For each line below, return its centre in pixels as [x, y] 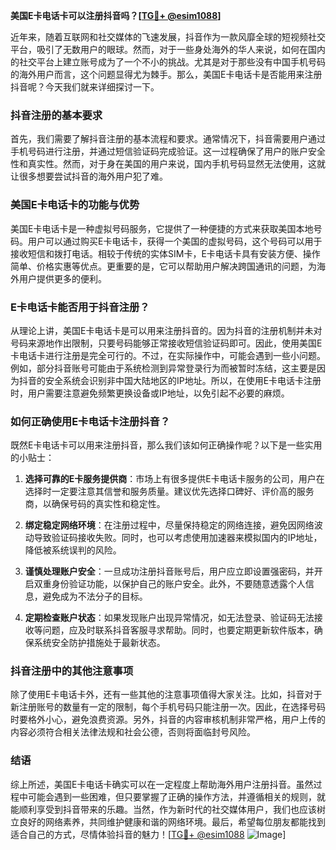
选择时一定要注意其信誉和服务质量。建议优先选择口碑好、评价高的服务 [169, 491]
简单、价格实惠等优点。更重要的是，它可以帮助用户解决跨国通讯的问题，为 [163, 266]
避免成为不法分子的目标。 [95, 596]
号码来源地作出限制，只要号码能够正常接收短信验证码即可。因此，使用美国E [166, 343]
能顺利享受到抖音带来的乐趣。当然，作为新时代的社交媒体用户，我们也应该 [163, 809]
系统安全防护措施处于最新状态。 [99, 643]
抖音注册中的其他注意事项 [72, 671]
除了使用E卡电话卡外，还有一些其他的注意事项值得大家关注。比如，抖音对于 [166, 695]
